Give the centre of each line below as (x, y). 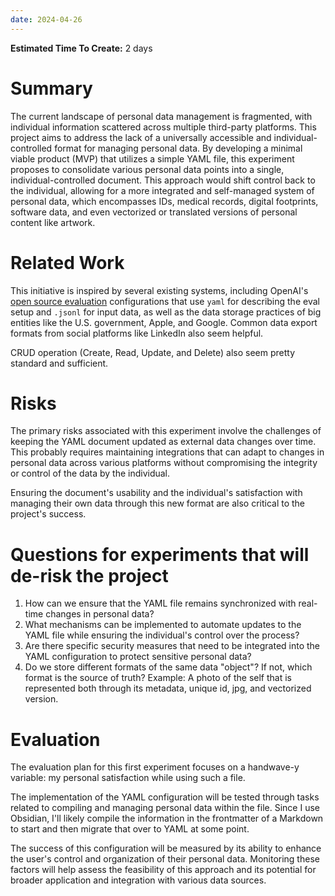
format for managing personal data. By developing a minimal (178, 148)
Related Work (67, 262)
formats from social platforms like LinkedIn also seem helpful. (137, 333)
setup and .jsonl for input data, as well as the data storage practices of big (166, 312)
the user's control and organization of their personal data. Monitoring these (165, 859)
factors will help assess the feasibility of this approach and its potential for (163, 870)
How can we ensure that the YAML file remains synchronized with (160, 603)
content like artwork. (53, 222)
